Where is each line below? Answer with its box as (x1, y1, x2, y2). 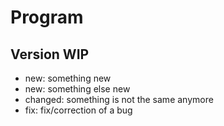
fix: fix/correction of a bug (24, 104, 133, 116)
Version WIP (10, 46, 90, 63)
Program (10, 6, 84, 29)
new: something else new (24, 83, 131, 95)
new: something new (24, 72, 112, 84)
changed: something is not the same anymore (24, 94, 214, 105)
